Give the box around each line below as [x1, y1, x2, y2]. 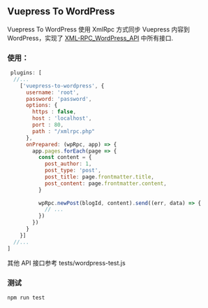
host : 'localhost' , [32, 115, 92, 122]
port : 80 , [32, 122, 64, 129]
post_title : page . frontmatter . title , [44, 174, 155, 181]
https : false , [32, 108, 77, 115]
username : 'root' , [25, 89, 80, 96]
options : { [25, 101, 58, 109]
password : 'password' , [25, 95, 92, 102]
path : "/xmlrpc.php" [32, 127, 96, 135]
